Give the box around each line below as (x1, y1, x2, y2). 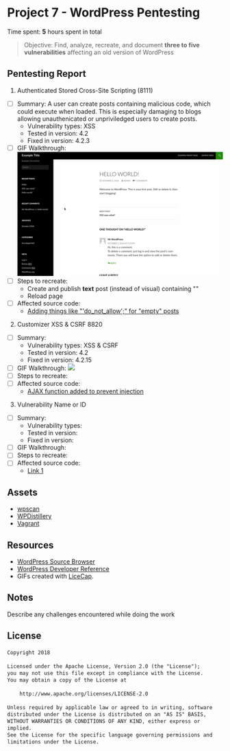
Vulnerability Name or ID (16, 400, 87, 409)
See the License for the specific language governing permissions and (7, 731, 213, 739)
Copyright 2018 (7, 649, 51, 656)
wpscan (16, 505, 40, 513)
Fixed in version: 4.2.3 (27, 136, 90, 145)
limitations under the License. (7, 738, 99, 746)
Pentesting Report (7, 68, 87, 80)
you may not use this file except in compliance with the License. (7, 669, 204, 677)
